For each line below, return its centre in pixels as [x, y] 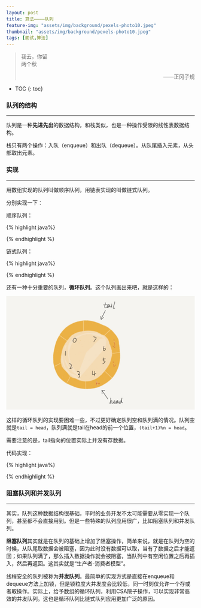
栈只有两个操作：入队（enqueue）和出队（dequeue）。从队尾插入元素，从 [98, 145]
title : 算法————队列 [30, 19]
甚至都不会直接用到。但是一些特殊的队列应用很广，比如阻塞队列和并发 [103, 520]
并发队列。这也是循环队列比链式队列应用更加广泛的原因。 [87, 598]
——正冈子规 [179, 77]
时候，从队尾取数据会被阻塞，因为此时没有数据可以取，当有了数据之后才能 [98, 548]
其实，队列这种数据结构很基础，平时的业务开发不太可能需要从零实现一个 [95, 513]
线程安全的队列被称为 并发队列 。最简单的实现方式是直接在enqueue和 [90, 576]
